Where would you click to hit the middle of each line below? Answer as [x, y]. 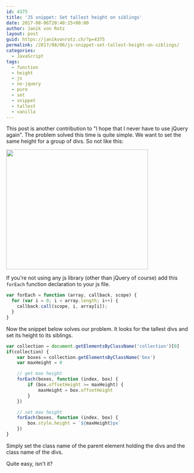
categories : [21, 51]
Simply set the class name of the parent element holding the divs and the [96, 446]
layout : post [22, 34]
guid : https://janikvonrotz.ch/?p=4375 [56, 39]
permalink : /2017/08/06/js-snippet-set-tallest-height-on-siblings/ [93, 45]
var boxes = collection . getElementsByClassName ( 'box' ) [86, 357]
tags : [13, 62]
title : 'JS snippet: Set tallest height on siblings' [74, 17]
